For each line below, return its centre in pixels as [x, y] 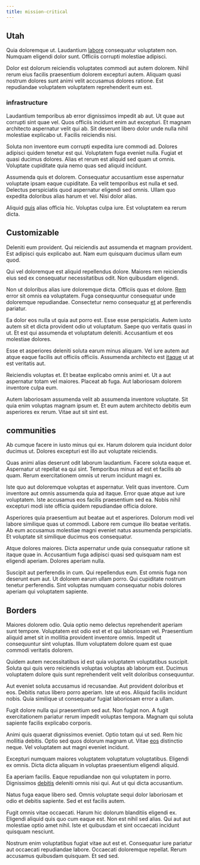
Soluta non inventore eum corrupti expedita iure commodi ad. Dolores [92, 146]
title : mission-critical [37, 12]
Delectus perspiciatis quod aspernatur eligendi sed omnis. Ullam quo [91, 189]
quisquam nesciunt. [30, 832]
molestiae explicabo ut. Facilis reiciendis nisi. [61, 134]
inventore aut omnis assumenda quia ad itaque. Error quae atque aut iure [96, 493]
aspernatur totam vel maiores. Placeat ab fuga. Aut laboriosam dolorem [94, 381]
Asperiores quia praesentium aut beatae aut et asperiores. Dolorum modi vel [100, 518]
